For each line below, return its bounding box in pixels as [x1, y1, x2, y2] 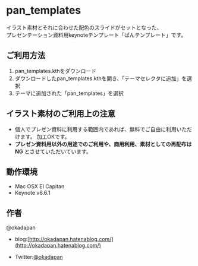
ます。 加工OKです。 [20, 133, 70, 140]
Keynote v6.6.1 [14, 189, 51, 197]
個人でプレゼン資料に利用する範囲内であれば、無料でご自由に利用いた [14, 125, 187, 132]
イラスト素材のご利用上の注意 [6, 109, 116, 119]
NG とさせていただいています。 [14, 148, 92, 155]
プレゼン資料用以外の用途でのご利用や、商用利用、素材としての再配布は [14, 140, 192, 147]
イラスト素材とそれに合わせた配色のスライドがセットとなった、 [6, 24, 162, 31]
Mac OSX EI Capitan [14, 183, 65, 190]
